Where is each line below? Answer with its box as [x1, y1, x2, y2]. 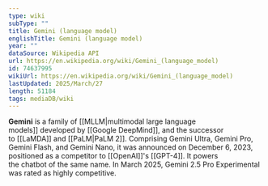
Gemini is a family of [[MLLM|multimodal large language [8, 116, 197, 126]
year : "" [8, 42, 38, 50]
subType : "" [8, 19, 49, 27]
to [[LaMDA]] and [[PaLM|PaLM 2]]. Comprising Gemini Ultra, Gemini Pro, [8, 134, 253, 144]
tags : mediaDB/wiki [8, 95, 74, 103]
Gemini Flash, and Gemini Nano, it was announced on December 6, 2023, [8, 142, 253, 152]
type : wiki [8, 11, 45, 20]
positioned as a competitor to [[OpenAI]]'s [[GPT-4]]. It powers [8, 151, 219, 161]
